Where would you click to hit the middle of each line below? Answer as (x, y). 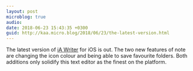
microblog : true (26, 17)
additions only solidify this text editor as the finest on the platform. (86, 62)
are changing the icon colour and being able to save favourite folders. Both (97, 56)
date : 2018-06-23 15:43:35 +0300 (47, 28)
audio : (14, 22)
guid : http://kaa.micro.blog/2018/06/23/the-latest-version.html (88, 33)
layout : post (22, 11)
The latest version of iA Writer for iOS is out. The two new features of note (96, 49)
